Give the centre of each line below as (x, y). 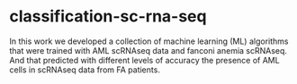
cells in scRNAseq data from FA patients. (85, 70)
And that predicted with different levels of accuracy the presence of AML (145, 60)
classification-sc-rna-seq (108, 17)
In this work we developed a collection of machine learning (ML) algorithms (149, 41)
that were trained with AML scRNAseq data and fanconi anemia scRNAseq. (148, 50)
